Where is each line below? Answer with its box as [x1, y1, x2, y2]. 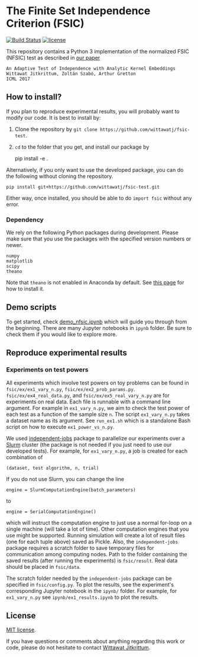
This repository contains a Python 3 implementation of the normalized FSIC [6, 47, 189, 55]
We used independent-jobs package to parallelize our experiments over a [6, 434, 185, 442]
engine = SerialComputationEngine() [6, 508, 96, 515]
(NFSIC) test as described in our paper [6, 54, 100, 61]
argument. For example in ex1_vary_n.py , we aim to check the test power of [6, 404, 190, 411]
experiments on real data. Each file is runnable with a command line [6, 398, 171, 405]
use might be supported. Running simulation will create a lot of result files [6, 531, 185, 539]
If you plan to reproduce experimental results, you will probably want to [6, 108, 180, 115]
